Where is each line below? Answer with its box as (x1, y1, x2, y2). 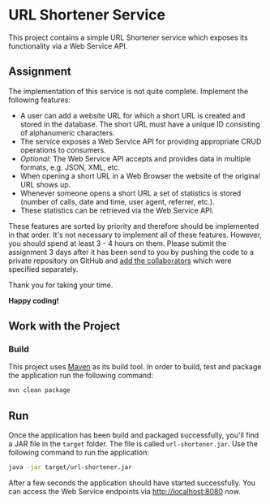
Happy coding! (8, 295, 59, 305)
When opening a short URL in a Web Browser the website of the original (19, 170, 261, 180)
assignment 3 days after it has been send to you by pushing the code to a (8, 247, 254, 256)
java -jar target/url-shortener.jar (8, 463, 132, 472)
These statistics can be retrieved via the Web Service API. (19, 205, 215, 215)
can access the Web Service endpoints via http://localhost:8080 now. (8, 487, 241, 496)
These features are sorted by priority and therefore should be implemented (8, 221, 259, 230)
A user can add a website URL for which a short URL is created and (19, 110, 246, 120)
